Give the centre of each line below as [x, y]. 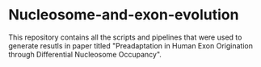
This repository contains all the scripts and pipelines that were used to [125, 37]
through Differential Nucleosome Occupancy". [85, 54]
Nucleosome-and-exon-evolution [124, 15]
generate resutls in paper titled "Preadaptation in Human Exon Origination [130, 45]
